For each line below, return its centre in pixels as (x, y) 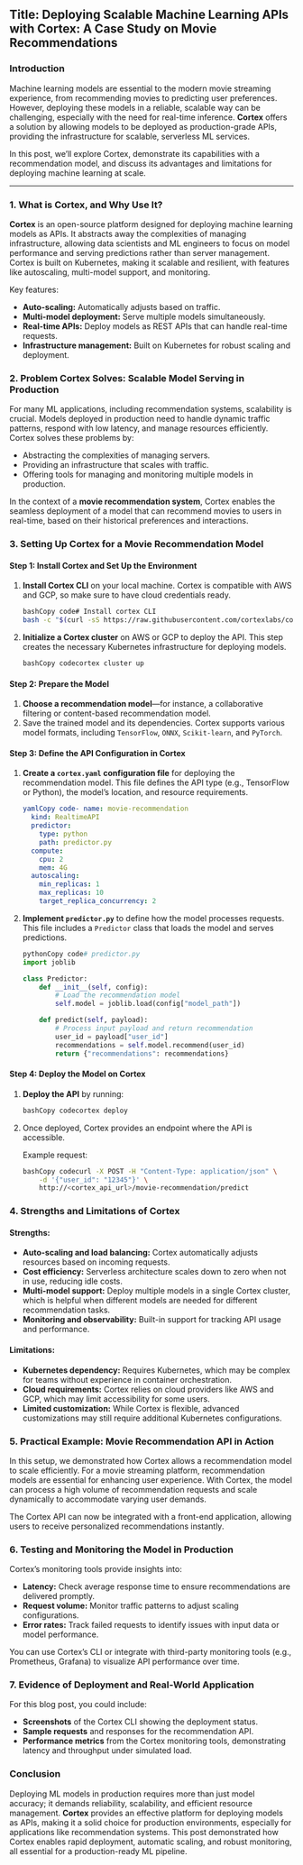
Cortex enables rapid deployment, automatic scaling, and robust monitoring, (151, 1842)
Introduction (37, 69)
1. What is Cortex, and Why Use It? (86, 205)
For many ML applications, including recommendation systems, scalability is (151, 409)
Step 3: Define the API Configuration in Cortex (98, 753)
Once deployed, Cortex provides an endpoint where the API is (137, 1128)
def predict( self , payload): (94, 1020)
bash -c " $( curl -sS (61, 620)
